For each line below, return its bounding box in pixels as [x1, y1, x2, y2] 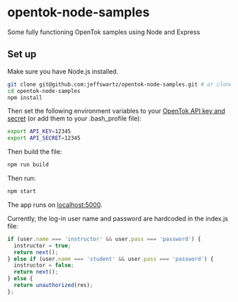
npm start [7, 188, 37, 195]
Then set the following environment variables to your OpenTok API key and [7, 107, 225, 116]
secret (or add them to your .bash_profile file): [7, 114, 142, 123]
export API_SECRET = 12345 [7, 135, 81, 142]
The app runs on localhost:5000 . [7, 200, 103, 209]
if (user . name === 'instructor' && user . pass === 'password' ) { [7, 235, 201, 242]
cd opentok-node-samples [7, 87, 81, 94]
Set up [7, 48, 37, 60]
